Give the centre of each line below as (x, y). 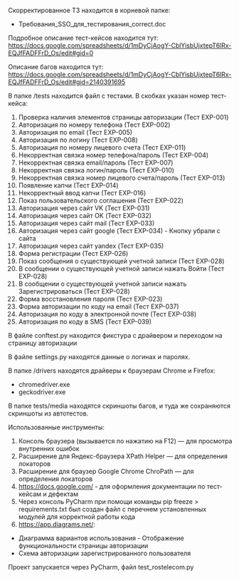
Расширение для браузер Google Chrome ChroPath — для (106, 471)
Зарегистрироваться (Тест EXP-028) (74, 291)
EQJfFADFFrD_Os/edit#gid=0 (51, 53)
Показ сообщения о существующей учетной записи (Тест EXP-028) (121, 261)
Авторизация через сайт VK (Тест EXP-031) (84, 208)
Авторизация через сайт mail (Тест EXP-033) (86, 223)
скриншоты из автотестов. (48, 413)
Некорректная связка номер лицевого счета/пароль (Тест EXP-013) (122, 178)
